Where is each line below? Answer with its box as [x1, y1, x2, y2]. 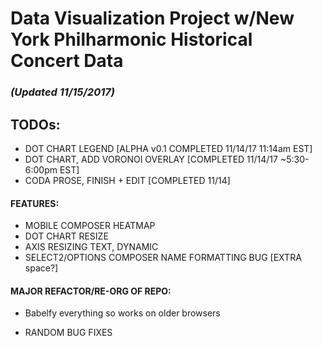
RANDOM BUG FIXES [24, 327, 113, 339]
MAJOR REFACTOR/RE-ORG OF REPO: [10, 285, 172, 297]
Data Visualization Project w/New [10, 7, 295, 30]
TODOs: [10, 116, 61, 133]
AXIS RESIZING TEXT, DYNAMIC [24, 241, 159, 253]
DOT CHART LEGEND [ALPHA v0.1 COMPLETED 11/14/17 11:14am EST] [24, 142, 313, 154]
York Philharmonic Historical [10, 28, 253, 51]
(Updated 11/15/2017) [10, 85, 115, 99]
